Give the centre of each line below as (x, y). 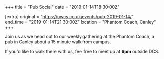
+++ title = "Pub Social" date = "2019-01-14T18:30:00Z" (63, 7)
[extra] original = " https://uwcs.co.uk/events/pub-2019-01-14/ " (70, 16)
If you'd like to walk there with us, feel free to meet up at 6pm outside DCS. (82, 51)
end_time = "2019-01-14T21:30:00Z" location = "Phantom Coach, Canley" (81, 22)
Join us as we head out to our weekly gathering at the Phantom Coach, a (80, 37)
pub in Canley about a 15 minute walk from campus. (58, 42)
